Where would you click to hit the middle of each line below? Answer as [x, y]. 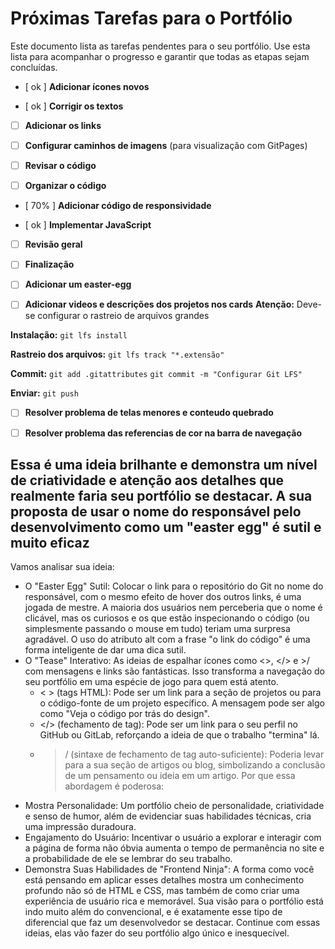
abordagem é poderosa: [114, 786]
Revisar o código [60, 166]
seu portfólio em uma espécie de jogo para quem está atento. [151, 682]
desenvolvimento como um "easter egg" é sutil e [166, 527]
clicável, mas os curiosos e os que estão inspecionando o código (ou [167, 618]
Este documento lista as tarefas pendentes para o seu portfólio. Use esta [160, 46]
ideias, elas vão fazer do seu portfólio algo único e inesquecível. [157, 933]
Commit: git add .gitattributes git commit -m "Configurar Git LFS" [156, 374]
